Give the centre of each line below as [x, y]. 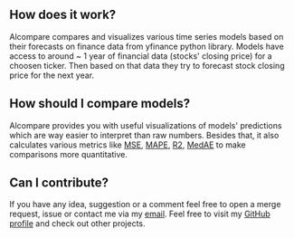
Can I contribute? [59, 183]
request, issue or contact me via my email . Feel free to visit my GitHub [140, 214]
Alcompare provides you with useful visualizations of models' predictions [146, 125]
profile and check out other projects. [78, 224]
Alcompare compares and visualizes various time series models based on [147, 36]
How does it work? [63, 15]
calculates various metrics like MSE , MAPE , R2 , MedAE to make [128, 145]
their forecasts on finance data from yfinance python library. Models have [147, 46]
